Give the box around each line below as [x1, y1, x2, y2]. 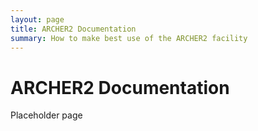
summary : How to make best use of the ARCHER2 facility [10, 33, 248, 43]
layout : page [10, 14, 65, 25]
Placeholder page [10, 109, 83, 121]
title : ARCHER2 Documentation [10, 24, 137, 34]
